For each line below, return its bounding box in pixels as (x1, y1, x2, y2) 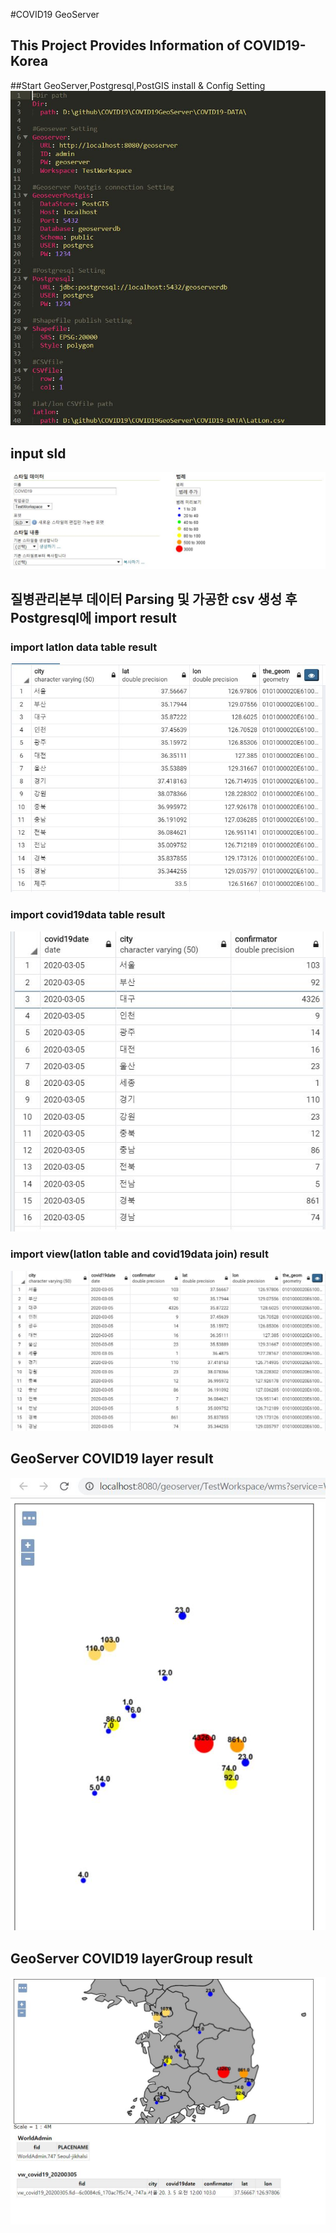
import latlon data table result (10, 640, 158, 654)
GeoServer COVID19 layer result (10, 1450, 214, 1468)
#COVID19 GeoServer (10, 9, 100, 20)
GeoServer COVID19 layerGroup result (10, 1950, 253, 1967)
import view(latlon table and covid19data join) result (10, 1247, 269, 1261)
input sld (10, 445, 67, 462)
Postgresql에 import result (10, 609, 178, 626)
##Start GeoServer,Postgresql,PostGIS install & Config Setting (10, 79, 266, 91)
